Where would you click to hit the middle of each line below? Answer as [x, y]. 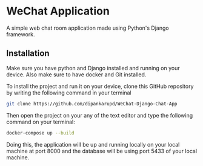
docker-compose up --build [40, 133]
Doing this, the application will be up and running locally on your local [93, 144]
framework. [21, 34]
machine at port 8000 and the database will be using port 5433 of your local [102, 151]
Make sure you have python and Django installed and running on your [93, 68]
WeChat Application [58, 11]
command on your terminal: [41, 122]
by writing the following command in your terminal [69, 93]
